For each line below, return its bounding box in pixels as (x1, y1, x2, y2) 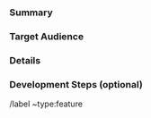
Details (9, 54, 41, 66)
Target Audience (9, 29, 84, 42)
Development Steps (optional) (9, 78, 144, 90)
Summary (9, 6, 54, 19)
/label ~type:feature (9, 98, 84, 109)
